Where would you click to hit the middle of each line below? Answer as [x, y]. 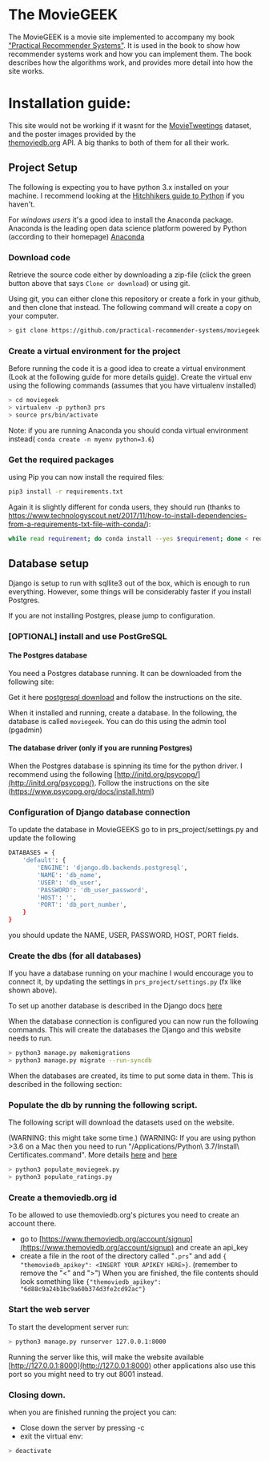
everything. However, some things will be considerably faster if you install [130, 591]
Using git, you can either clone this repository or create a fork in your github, [134, 299]
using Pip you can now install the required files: [86, 477]
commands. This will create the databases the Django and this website [125, 1030]
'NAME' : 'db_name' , [70, 875]
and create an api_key [212, 1248]
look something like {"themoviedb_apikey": [90, 1282]
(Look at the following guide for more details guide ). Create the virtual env [130, 377]
